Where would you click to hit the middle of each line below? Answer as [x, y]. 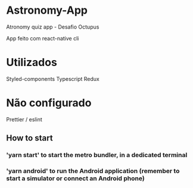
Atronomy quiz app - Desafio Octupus [53, 27]
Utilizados [32, 62]
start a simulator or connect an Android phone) [75, 178]
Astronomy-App [47, 10]
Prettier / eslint [24, 119]
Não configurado [49, 103]
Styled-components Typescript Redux [53, 79]
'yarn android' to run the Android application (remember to [93, 171]
